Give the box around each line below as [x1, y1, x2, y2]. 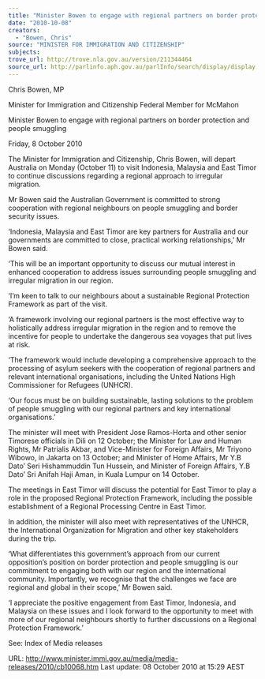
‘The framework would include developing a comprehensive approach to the [8, 355, 256, 364]
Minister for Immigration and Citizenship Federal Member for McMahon [8, 99, 239, 109]
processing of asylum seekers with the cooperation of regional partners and [8, 363, 256, 373]
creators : [8, 26, 41, 34]
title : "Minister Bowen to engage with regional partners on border [8, 11, 238, 20]
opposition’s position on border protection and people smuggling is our [8, 557, 239, 567]
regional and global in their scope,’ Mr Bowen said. [8, 582, 173, 592]
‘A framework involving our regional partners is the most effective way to [8, 314, 244, 324]
